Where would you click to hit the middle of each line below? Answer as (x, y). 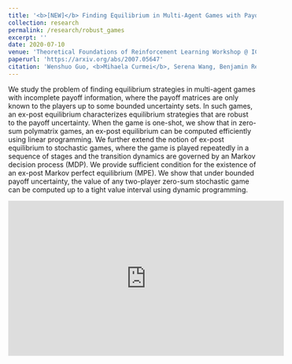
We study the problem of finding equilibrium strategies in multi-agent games (132, 89)
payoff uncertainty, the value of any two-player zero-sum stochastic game (129, 181)
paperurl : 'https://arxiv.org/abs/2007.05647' (86, 60)
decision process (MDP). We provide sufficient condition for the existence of (132, 164)
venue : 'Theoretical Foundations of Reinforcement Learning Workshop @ (128, 52)
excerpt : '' (28, 37)
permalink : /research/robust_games (67, 30)
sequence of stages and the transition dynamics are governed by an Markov (132, 156)
